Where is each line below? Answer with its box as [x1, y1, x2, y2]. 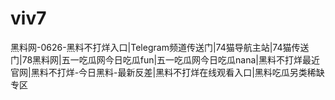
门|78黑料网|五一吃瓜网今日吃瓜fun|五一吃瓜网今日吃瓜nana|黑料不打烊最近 [10, 53, 321, 66]
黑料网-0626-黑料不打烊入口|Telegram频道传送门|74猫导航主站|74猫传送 [10, 41, 310, 53]
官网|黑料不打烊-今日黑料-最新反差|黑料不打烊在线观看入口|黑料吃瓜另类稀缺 [10, 66, 325, 78]
